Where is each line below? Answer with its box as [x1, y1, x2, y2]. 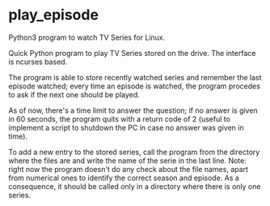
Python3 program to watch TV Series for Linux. [8, 32, 166, 42]
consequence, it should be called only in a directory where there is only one [8, 181, 261, 191]
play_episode [8, 6, 99, 24]
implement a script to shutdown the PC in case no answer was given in [8, 122, 244, 132]
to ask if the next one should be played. [8, 89, 140, 99]
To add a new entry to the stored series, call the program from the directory [8, 147, 260, 157]
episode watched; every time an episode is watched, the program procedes [8, 81, 261, 91]
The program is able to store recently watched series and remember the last [8, 72, 262, 82]
